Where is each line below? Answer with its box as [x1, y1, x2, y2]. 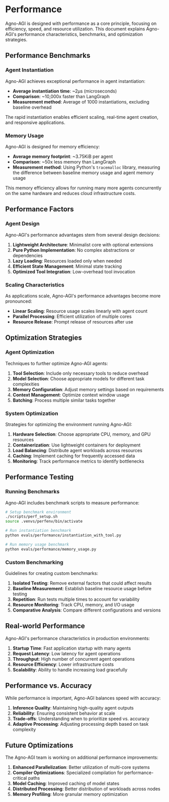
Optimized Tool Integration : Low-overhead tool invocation [12, 268, 136, 275]
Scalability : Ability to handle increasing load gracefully [12, 666, 128, 672]
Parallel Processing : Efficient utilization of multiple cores [12, 313, 132, 319]
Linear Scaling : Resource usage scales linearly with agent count [12, 308, 148, 314]
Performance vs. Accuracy [5, 682, 92, 690]
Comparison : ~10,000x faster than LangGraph [12, 93, 110, 100]
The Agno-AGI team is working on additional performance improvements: [5, 754, 159, 760]
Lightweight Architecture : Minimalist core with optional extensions [12, 241, 153, 247]
